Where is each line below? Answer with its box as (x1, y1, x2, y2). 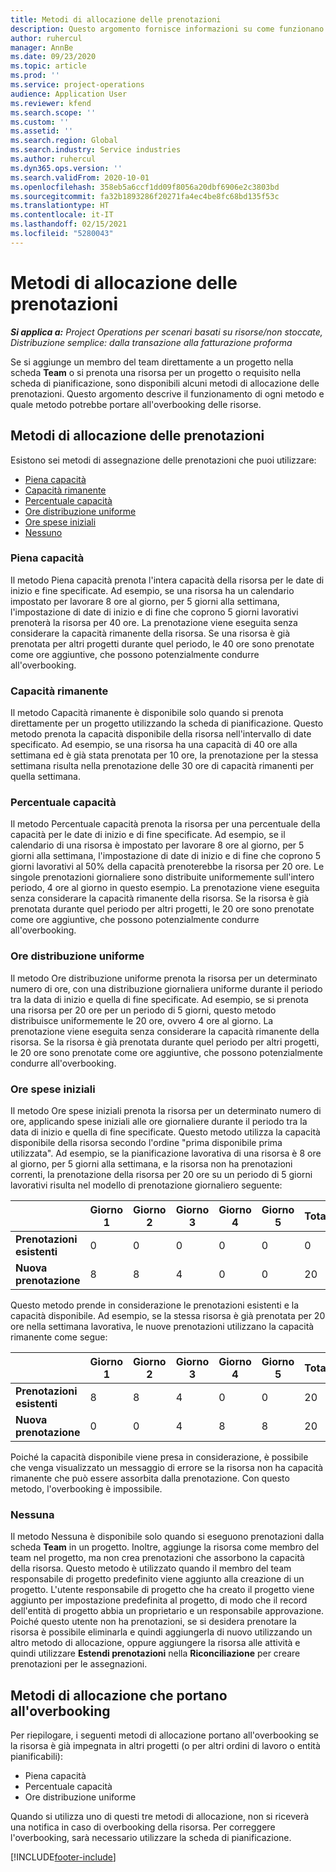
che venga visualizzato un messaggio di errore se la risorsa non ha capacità (10, 1461, 324, 1473)
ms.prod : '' (10, 71, 60, 81)
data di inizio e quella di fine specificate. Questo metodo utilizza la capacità (10, 1126, 321, 1138)
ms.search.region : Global (10, 136, 118, 146)
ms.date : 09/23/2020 (10, 52, 97, 62)
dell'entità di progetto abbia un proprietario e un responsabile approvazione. (10, 1605, 325, 1617)
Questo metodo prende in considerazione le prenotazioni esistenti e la (10, 1299, 300, 1311)
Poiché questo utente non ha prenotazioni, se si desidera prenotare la (10, 1616, 297, 1628)
